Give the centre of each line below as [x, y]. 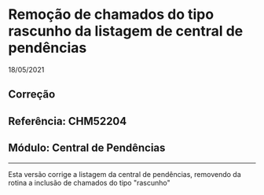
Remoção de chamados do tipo [111, 15]
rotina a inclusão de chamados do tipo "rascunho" [89, 182]
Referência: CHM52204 [68, 121]
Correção [32, 95]
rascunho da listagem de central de [126, 31]
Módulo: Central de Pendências [87, 148]
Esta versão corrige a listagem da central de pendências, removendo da [125, 174]
